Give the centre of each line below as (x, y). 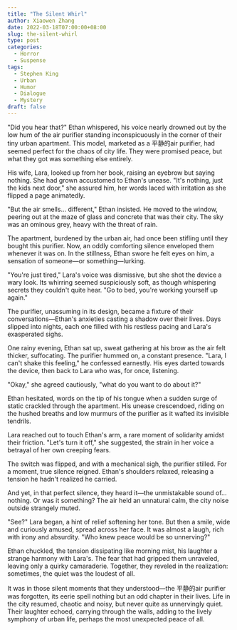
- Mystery (28, 101)
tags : (15, 67)
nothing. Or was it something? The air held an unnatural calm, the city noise (118, 500)
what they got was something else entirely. (70, 158)
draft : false (27, 107)
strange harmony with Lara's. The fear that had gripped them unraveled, (113, 558)
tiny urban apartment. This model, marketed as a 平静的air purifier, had (111, 143)
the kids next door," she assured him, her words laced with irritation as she (117, 188)
